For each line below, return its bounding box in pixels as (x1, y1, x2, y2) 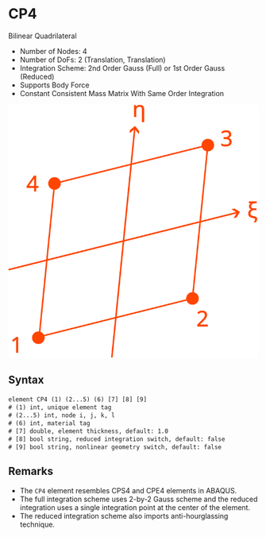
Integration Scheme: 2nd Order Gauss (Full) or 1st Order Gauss (19, 63, 226, 72)
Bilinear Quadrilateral (8, 31, 77, 41)
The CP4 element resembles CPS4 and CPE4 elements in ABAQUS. (19, 485, 237, 495)
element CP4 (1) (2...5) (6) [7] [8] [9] (8, 395, 148, 404)
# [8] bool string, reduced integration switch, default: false (8, 435, 226, 443)
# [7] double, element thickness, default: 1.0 (8, 427, 169, 435)
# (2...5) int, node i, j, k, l (8, 411, 115, 419)
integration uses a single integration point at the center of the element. (19, 502, 251, 512)
